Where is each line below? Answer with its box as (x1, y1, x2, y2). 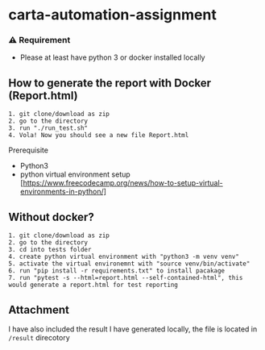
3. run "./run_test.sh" (8, 124, 89, 132)
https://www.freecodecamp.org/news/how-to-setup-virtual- (23, 178, 223, 188)
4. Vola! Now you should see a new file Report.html (8, 131, 189, 140)
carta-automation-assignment (8, 6, 217, 24)
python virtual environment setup (19, 169, 130, 179)
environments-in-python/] (19, 187, 107, 197)
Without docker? (8, 210, 94, 223)
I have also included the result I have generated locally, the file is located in (8, 324, 258, 334)
